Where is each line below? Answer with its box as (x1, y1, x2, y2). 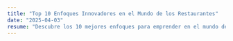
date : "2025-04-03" (7, 17, 64, 24)
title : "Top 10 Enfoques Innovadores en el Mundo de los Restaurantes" (7, 10, 218, 17)
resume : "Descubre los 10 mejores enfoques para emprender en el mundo (7, 23, 218, 30)
